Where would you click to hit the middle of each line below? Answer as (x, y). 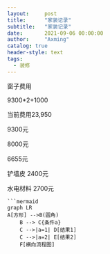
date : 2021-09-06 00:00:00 (55, 33)
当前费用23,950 (29, 114)
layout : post (32, 14)
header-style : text (35, 53)
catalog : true (28, 46)
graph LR (20, 207)
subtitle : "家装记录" (39, 26)
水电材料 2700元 (30, 188)
